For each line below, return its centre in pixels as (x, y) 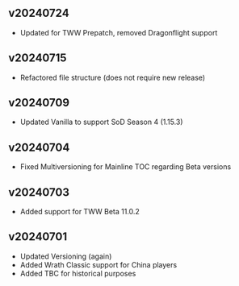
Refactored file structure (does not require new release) (113, 77)
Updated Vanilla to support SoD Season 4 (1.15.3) (101, 122)
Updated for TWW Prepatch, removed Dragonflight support (119, 32)
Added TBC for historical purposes (78, 273)
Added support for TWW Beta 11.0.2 (80, 212)
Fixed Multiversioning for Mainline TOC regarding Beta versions (126, 167)
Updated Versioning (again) (66, 256)
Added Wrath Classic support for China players (99, 264)
